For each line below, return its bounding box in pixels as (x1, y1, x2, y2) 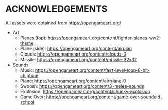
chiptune (20, 72, 39, 78)
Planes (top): (20, 35, 47, 41)
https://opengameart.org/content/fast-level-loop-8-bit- (35, 67, 150, 73)
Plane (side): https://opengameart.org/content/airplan (20, 45, 132, 51)
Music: (20, 67, 34, 73)
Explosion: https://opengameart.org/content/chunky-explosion (20, 88, 150, 94)
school (20, 99, 34, 105)
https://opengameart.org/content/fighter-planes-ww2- (47, 35, 161, 41)
